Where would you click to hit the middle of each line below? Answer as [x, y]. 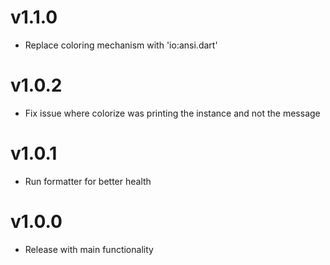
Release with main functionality [89, 249]
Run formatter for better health [88, 181]
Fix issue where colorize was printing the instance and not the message [172, 113]
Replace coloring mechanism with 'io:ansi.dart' [121, 45]
